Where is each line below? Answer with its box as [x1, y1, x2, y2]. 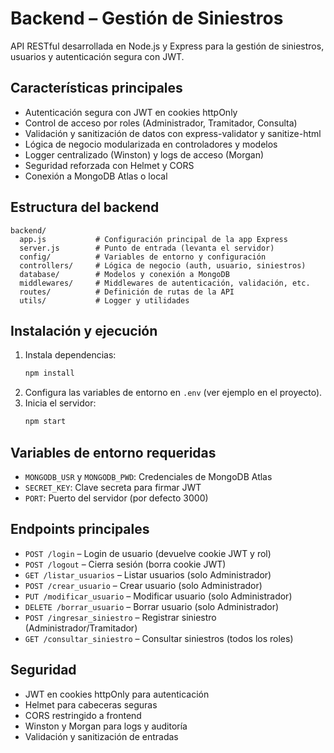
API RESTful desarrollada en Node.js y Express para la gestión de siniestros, [10, 40, 325, 52]
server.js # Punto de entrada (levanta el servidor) [19, 243, 275, 253]
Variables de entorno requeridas [10, 444, 217, 461]
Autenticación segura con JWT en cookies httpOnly [24, 106, 238, 118]
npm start [24, 417, 67, 427]
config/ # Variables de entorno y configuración [19, 252, 267, 262]
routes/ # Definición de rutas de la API [19, 287, 235, 297]
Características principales [10, 80, 183, 97]
